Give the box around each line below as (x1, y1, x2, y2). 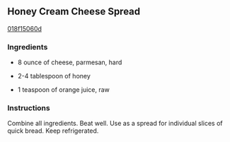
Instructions (7, 103, 51, 113)
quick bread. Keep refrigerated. (7, 126, 99, 135)
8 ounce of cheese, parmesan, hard (17, 58, 122, 66)
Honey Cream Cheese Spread (7, 6, 141, 18)
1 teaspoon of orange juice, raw (17, 85, 110, 94)
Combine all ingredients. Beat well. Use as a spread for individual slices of (7, 119, 223, 128)
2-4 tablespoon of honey (17, 72, 91, 81)
